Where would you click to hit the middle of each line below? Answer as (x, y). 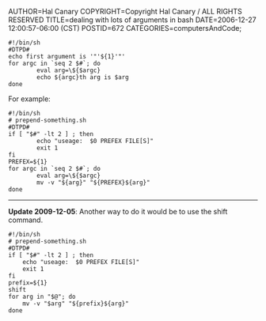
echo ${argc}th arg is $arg (83, 77)
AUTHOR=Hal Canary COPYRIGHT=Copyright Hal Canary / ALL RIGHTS (125, 11)
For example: (30, 99)
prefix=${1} (28, 283)
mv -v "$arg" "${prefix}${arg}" (76, 304)
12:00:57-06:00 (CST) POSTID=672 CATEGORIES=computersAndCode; (125, 28)
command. (26, 220)
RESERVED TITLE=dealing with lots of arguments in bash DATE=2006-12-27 (132, 20)
